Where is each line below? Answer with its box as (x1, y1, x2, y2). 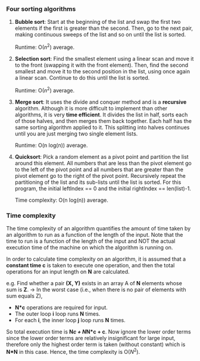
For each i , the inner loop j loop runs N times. (14, 316, 126, 323)
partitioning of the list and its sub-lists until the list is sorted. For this (14, 178, 182, 186)
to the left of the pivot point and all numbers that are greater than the (14, 166, 183, 173)
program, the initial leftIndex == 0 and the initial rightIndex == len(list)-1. (14, 184, 192, 192)
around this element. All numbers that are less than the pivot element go (14, 159, 192, 166)
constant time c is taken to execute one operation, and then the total (6, 261, 175, 269)
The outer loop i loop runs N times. (14, 310, 101, 317)
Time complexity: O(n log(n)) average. (14, 196, 109, 203)
